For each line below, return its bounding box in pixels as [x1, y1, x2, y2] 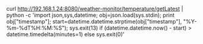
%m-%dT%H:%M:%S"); [6, 24, 68, 31]
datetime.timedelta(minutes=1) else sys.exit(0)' [6, 31, 125, 38]
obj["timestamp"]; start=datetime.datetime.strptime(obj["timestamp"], [6, 18, 182, 25]
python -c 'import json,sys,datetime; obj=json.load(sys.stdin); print [6, 11, 175, 19]
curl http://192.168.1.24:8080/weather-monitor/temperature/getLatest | [6, 5, 183, 12]
